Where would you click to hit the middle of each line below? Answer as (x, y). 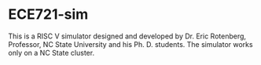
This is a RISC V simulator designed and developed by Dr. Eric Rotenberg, (127, 36)
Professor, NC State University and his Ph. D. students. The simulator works (130, 44)
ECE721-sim (48, 14)
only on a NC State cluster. (51, 52)
